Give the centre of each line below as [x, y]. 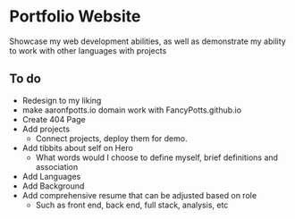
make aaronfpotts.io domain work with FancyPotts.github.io [132, 110]
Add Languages [51, 176]
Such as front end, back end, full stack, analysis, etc [132, 205]
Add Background [53, 186]
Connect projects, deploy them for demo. [111, 138]
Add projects [46, 129]
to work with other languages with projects [88, 50]
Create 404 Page [54, 119]
